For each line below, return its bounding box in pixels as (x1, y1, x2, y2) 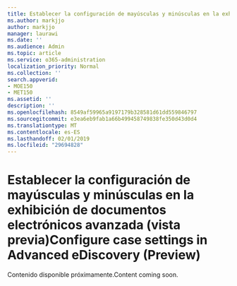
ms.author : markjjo (7, 17, 65, 24)
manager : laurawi (7, 30, 59, 37)
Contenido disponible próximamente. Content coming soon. (7, 270, 178, 279)
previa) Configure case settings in (7, 232, 208, 248)
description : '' (7, 102, 55, 109)
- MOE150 (7, 83, 33, 90)
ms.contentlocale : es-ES (7, 129, 80, 136)
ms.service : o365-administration (7, 56, 106, 64)
